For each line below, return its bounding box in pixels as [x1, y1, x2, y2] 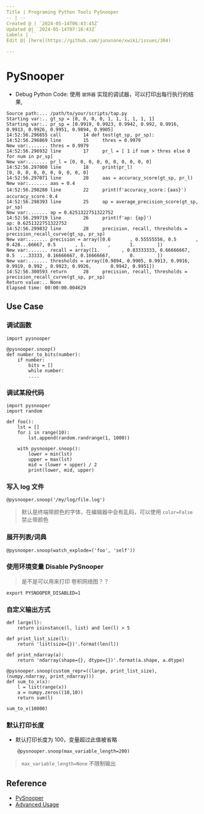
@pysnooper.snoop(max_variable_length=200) [17, 748, 130, 754]
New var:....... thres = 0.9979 [6, 143, 89, 149]
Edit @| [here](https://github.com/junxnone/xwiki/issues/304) [6, 37, 172, 44]
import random [6, 408, 43, 414]
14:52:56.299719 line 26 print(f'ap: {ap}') [6, 214, 152, 221]
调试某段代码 [6, 388, 45, 397]
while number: [28, 367, 64, 374]
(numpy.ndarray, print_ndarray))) [6, 673, 95, 679]
